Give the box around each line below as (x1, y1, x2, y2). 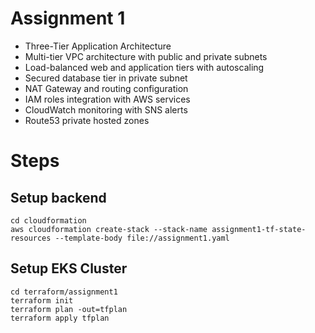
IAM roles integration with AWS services (24, 93, 191, 105)
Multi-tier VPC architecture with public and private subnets (24, 50, 268, 62)
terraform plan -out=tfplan (10, 304, 128, 314)
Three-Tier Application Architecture (24, 40, 172, 52)
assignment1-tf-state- (211, 224, 307, 234)
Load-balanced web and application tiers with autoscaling (24, 61, 265, 73)
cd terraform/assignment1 (10, 287, 118, 297)
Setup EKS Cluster (10, 260, 128, 277)
